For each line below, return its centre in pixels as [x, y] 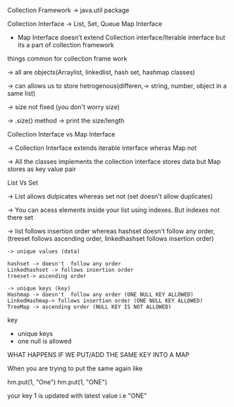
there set [20, 217]
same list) [21, 93]
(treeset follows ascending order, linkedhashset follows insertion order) [111, 238]
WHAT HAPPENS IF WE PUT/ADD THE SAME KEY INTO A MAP [98, 355]
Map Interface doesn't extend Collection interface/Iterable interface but [121, 37]
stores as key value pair [42, 169]
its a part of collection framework [66, 45]
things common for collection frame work [67, 58]
